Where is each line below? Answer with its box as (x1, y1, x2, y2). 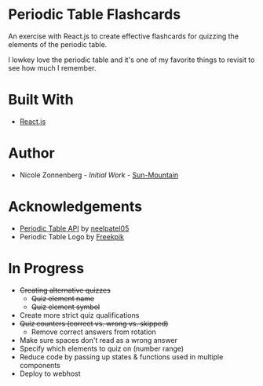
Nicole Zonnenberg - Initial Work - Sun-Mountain (19, 170, 179, 180)
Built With (8, 91, 74, 109)
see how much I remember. (8, 63, 97, 72)
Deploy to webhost (19, 369, 81, 378)
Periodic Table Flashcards (8, 5, 181, 24)
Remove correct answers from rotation (31, 327, 157, 337)
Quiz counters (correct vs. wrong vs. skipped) (19, 319, 169, 328)
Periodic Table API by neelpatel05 (19, 224, 130, 233)
